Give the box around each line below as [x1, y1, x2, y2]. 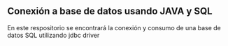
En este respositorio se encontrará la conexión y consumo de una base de [7, 23, 222, 32]
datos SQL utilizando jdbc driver [7, 31, 100, 39]
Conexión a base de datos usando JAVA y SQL [7, 5, 213, 17]
